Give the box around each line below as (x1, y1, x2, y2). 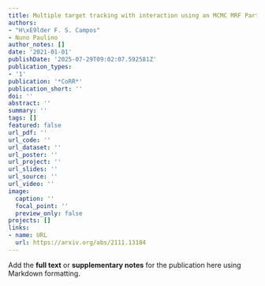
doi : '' (8, 92, 34, 100)
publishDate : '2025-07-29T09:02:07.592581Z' (8, 56, 157, 64)
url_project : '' (8, 158, 62, 166)
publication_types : (8, 63, 73, 71)
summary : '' (8, 107, 47, 115)
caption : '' (15, 195, 55, 202)
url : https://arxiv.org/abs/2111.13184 (15, 239, 147, 247)
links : (8, 224, 30, 232)
